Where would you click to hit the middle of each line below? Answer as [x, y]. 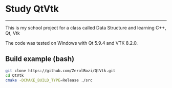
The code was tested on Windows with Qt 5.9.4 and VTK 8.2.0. [72, 43]
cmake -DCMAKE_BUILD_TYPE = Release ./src [49, 80]
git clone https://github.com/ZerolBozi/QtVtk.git [60, 71]
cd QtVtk [15, 75]
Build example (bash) [40, 59]
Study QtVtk [32, 9]
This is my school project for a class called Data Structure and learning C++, [86, 27]
